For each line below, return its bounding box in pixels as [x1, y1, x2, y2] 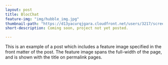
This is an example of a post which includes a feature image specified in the [5, 44, 161, 50]
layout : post [5, 7, 32, 12]
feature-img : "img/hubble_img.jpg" [5, 16, 79, 21]
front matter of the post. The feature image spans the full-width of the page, [5, 49, 162, 55]
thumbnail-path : [5, 21, 39, 26]
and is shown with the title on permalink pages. [5, 54, 102, 60]
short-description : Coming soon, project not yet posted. [5, 26, 128, 31]
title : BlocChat [5, 12, 39, 17]
